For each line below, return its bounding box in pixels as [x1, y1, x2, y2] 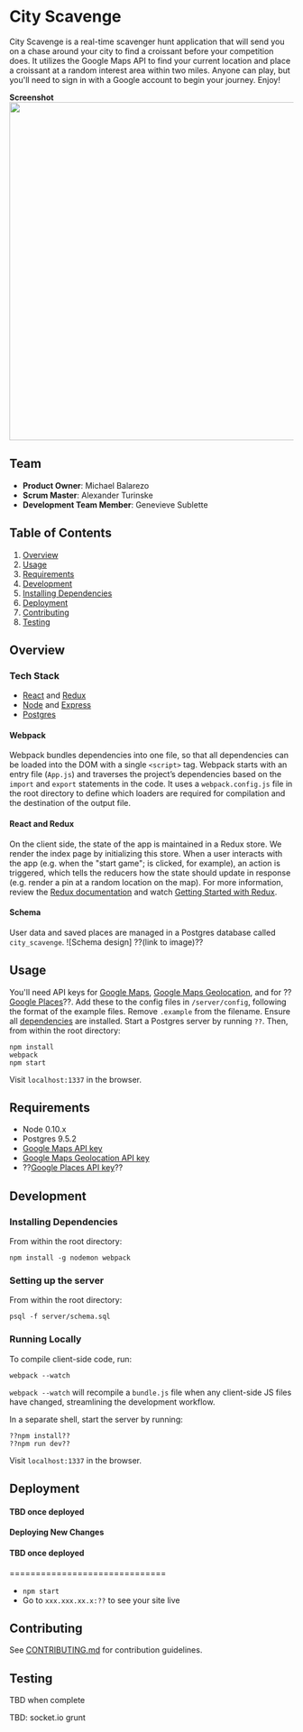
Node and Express [22, 700, 92, 710]
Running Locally [9, 1333, 82, 1345]
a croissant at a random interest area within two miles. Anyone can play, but [9, 65, 290, 76]
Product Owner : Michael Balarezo [22, 480, 150, 490]
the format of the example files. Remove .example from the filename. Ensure [9, 1005, 291, 1016]
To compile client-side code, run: [9, 1353, 133, 1364]
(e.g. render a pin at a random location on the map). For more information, [9, 876, 284, 887]
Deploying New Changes [9, 1526, 105, 1538]
